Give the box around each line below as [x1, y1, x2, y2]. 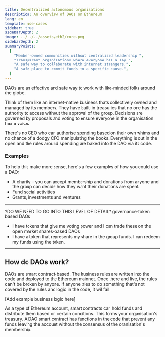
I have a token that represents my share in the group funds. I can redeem [12, 234, 160, 240]
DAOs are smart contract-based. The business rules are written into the [5, 271, 150, 276]
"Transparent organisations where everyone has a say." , [14, 58, 133, 62]
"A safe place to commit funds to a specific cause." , [14, 67, 129, 72]
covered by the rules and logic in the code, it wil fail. [5, 286, 110, 292]
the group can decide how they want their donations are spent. [12, 184, 140, 190]
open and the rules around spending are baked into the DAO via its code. [5, 140, 152, 146]
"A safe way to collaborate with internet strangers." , [14, 62, 131, 67]
